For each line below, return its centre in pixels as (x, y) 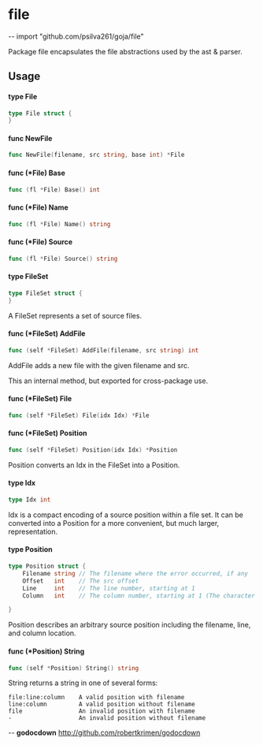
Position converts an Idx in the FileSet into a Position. (94, 465)
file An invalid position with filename (102, 711)
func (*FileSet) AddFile (47, 333)
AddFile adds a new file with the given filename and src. (99, 365)
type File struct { (40, 113)
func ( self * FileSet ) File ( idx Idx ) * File (79, 415)
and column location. (42, 633)
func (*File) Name (38, 207)
